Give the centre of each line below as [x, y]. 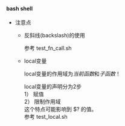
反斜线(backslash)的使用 [55, 36]
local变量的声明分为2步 [53, 87]
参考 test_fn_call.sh [48, 48]
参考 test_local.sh [46, 117]
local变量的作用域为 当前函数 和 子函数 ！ [72, 74]
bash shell [20, 8]
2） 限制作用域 [43, 102]
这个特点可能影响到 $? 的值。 [60, 109]
